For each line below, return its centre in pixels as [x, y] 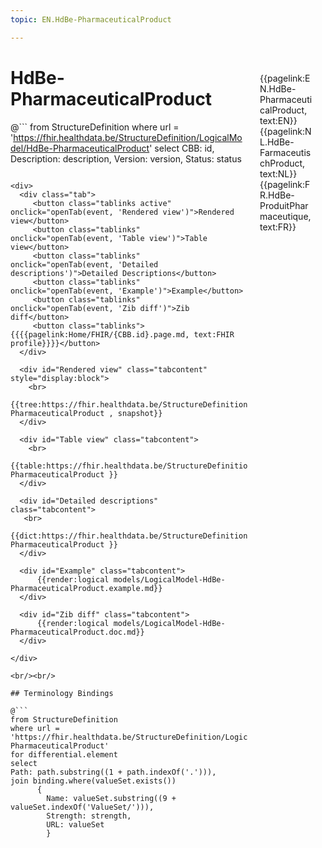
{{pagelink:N [285, 131]
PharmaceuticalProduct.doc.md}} [77, 632]
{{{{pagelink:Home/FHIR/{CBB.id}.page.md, [100, 334]
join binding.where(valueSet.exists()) [93, 781]
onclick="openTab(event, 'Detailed [84, 264]
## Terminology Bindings [62, 693]
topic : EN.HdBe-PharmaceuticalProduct [91, 19]
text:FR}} [278, 227]
